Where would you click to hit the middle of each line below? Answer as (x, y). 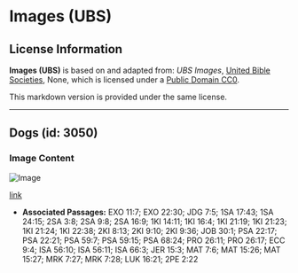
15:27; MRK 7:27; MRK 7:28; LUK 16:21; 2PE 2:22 (110, 259)
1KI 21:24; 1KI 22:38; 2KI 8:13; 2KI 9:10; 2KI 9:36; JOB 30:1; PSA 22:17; (149, 230)
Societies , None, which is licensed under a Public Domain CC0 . (125, 80)
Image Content (42, 159)
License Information (66, 49)
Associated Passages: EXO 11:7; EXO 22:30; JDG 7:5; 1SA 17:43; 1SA (148, 212)
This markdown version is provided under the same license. (118, 97)
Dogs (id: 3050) (54, 133)
